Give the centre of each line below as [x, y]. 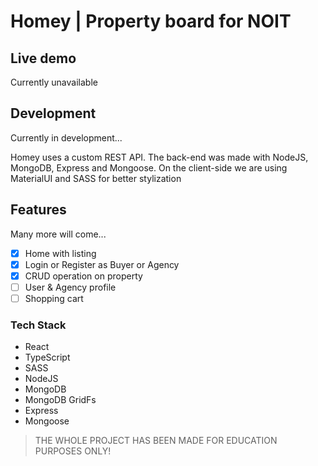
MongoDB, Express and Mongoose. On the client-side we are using [149, 167]
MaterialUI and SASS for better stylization [96, 178]
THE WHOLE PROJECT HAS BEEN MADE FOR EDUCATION [156, 441]
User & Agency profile [70, 287]
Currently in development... [66, 137]
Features [38, 210]
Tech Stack [38, 325]
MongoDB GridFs [60, 400]
